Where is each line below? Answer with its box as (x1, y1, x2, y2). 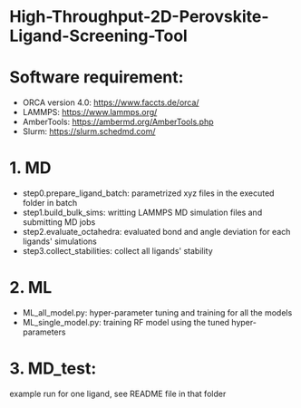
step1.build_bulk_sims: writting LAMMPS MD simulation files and (22, 207, 263, 219)
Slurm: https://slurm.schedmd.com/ (22, 126, 156, 137)
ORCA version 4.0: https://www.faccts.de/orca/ (22, 97, 199, 108)
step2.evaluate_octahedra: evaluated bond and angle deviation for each (22, 227, 291, 238)
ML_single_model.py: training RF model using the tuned (22, 317, 229, 327)
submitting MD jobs (22, 217, 96, 228)
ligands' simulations (22, 236, 97, 247)
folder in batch (22, 198, 78, 209)
